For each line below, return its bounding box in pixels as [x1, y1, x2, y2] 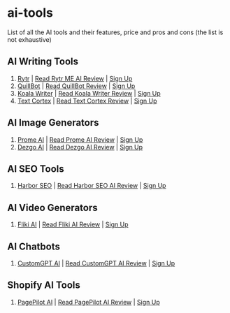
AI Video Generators [7, 201, 98, 214]
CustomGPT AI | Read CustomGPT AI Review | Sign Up [17, 259, 175, 267]
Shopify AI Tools [7, 279, 80, 291]
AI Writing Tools [7, 56, 79, 68]
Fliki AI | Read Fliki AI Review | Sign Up [17, 220, 129, 228]
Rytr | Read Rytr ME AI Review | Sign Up [17, 74, 133, 82]
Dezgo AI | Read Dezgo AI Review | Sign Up [17, 143, 143, 151]
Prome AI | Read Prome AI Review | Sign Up [17, 135, 143, 144]
